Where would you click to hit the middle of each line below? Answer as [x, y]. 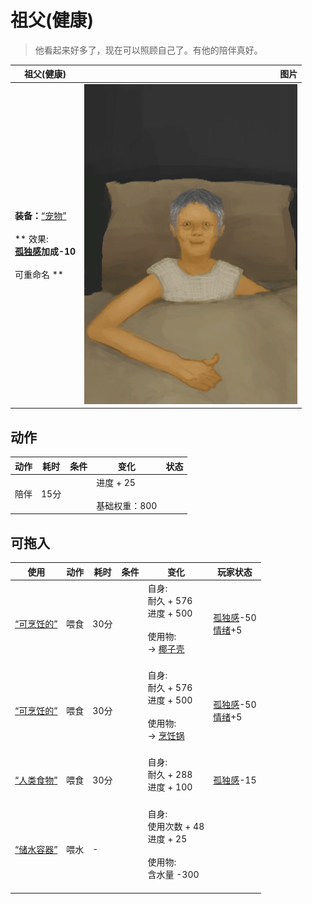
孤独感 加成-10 [45, 252]
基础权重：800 [127, 505]
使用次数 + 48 [176, 826]
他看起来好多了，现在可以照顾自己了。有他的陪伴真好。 [148, 50]
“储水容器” [36, 849]
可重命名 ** [39, 275]
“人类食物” [36, 780]
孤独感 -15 [235, 780]
